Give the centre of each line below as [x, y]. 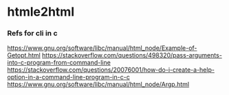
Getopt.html [24, 55]
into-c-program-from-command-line [59, 63]
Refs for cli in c [32, 33]
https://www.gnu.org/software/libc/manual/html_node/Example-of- [102, 48]
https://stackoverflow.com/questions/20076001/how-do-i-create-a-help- [111, 70]
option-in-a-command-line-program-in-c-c [69, 77]
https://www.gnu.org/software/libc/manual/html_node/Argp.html [98, 84]
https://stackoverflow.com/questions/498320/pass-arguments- [132, 55]
